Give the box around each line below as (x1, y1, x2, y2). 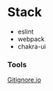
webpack (17, 34, 45, 43)
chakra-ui (17, 42, 46, 50)
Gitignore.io (7, 76, 42, 84)
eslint (17, 27, 34, 36)
